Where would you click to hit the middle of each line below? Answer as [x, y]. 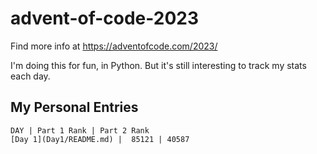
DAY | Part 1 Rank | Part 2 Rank [80, 130]
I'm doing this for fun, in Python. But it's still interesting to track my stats [158, 65]
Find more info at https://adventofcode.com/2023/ [114, 46]
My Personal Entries [74, 107]
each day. [30, 76]
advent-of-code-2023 [105, 18]
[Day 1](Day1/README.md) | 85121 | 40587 [100, 139]
